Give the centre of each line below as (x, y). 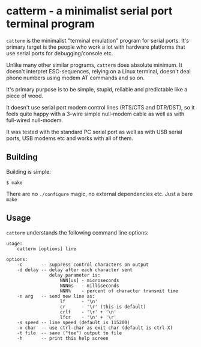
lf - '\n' (79, 301)
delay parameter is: (75, 275)
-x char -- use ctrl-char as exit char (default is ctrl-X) (95, 328)
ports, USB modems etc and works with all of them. (70, 138)
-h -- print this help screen (63, 338)
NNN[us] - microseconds (89, 280)
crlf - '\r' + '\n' (88, 312)
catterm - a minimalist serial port (89, 11)
